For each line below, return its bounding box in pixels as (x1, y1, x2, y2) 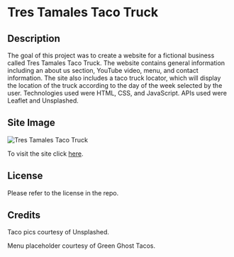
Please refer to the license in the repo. (7, 188, 119, 197)
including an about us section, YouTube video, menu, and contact (7, 67, 199, 74)
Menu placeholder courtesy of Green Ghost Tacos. (7, 241, 156, 250)
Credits (7, 210, 41, 222)
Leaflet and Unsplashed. (7, 96, 79, 105)
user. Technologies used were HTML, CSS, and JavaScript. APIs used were (7, 89, 227, 97)
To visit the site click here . (7, 149, 84, 158)
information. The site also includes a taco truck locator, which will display (7, 74, 221, 82)
